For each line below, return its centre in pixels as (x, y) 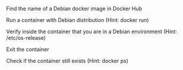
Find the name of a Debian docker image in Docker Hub (74, 9)
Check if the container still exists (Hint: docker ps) (67, 61)
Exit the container (28, 49)
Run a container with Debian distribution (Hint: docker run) (78, 20)
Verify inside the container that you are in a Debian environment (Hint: (91, 31)
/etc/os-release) (26, 38)
